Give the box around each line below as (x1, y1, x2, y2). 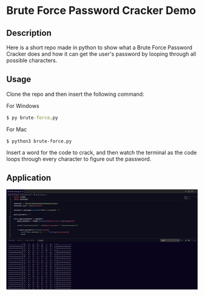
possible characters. (6, 57, 58, 64)
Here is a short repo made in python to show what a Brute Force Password (6, 44, 192, 51)
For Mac (6, 126, 27, 133)
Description (6, 28, 52, 38)
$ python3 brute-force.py (6, 138, 72, 144)
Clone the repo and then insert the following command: (6, 90, 144, 98)
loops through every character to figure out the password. (6, 155, 152, 163)
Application (6, 173, 52, 183)
